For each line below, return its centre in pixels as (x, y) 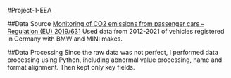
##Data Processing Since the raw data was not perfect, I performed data (113, 52)
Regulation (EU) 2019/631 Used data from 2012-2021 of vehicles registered (116, 31)
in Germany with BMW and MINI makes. (65, 39)
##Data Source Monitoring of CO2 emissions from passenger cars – (106, 24)
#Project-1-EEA (30, 10)
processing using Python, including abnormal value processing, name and (115, 60)
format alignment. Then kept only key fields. (71, 67)
